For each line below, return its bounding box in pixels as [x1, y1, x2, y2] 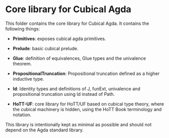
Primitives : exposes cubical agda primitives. [12, 36, 106, 42]
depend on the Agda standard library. [5, 127, 84, 133]
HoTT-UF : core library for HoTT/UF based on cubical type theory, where [12, 100, 164, 107]
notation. [12, 112, 32, 118]
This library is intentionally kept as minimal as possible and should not [5, 121, 152, 127]
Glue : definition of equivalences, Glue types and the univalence [12, 55, 146, 61]
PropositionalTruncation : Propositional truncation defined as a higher [12, 70, 160, 77]
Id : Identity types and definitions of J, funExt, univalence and [12, 85, 141, 92]
